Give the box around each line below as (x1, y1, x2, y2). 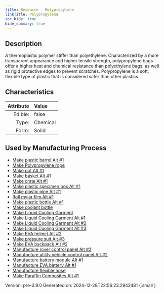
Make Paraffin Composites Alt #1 (12, 273, 79, 279)
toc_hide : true (5, 16, 37, 21)
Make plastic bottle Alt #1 (12, 199, 64, 205)
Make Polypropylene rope (12, 162, 65, 168)
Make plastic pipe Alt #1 (12, 189, 61, 195)
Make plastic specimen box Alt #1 (12, 183, 81, 189)
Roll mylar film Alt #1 (12, 194, 54, 199)
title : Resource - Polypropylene (5, 7, 74, 12)
